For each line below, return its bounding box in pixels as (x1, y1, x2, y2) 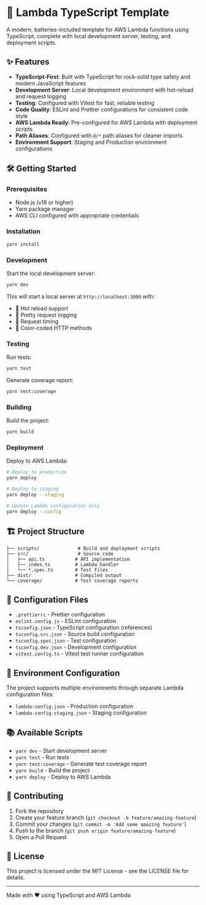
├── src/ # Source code (6, 551, 114, 557)
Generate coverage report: (6, 376, 74, 383)
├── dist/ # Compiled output (6, 573, 122, 579)
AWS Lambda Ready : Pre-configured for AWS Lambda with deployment (15, 119, 198, 126)
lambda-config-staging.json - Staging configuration (15, 709, 147, 716)
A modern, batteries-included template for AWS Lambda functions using (6, 26, 189, 33)
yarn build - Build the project (15, 766, 90, 774)
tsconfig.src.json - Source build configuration (15, 630, 135, 638)
